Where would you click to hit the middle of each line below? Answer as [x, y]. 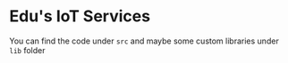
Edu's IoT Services [80, 16]
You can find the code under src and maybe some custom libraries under [144, 41]
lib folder [27, 50]
